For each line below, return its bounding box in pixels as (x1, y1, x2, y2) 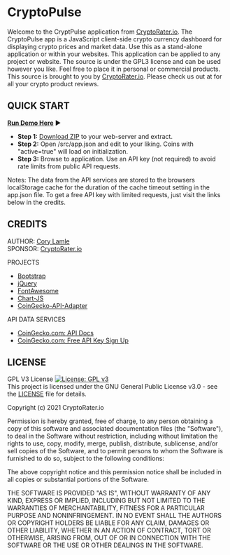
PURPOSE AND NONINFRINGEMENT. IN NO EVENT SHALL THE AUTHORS (7, 511, 222, 520)
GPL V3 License (7, 375, 54, 383)
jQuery (17, 279, 37, 288)
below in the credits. (7, 198, 66, 206)
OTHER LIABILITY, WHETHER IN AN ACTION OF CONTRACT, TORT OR (7, 526, 211, 535)
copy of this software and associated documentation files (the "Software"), (7, 424, 224, 433)
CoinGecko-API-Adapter (17, 301, 88, 309)
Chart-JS (17, 294, 44, 302)
